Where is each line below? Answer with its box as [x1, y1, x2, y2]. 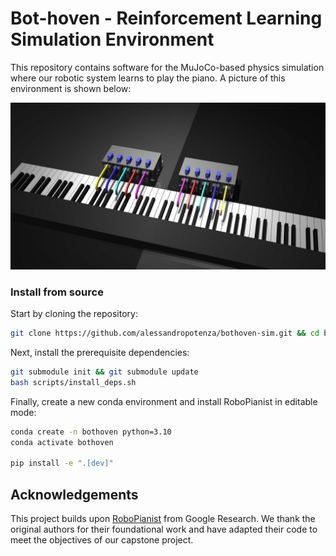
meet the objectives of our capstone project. [10, 533, 194, 546]
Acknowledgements [10, 486, 139, 503]
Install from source [10, 285, 104, 299]
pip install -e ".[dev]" [10, 458, 114, 469]
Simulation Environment [10, 28, 215, 51]
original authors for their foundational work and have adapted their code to [10, 523, 318, 535]
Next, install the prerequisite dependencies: [10, 346, 190, 358]
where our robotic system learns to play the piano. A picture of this [10, 72, 286, 84]
